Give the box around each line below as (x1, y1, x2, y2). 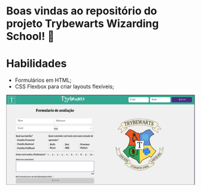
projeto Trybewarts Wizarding (6, 17, 159, 30)
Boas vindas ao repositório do (6, 4, 157, 18)
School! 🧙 (6, 30, 55, 43)
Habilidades (6, 57, 67, 70)
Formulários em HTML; (14, 76, 72, 84)
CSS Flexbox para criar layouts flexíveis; (14, 83, 115, 90)
